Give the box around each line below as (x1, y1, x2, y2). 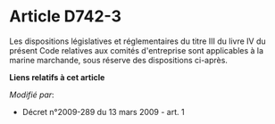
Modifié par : (9, 89, 55, 100)
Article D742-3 (9, 6, 122, 27)
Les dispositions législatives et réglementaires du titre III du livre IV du (9, 36, 266, 46)
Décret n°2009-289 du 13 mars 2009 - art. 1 (21, 106, 185, 117)
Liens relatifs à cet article (9, 71, 105, 82)
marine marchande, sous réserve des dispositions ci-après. (9, 54, 228, 65)
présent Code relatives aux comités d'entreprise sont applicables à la (9, 45, 264, 55)
